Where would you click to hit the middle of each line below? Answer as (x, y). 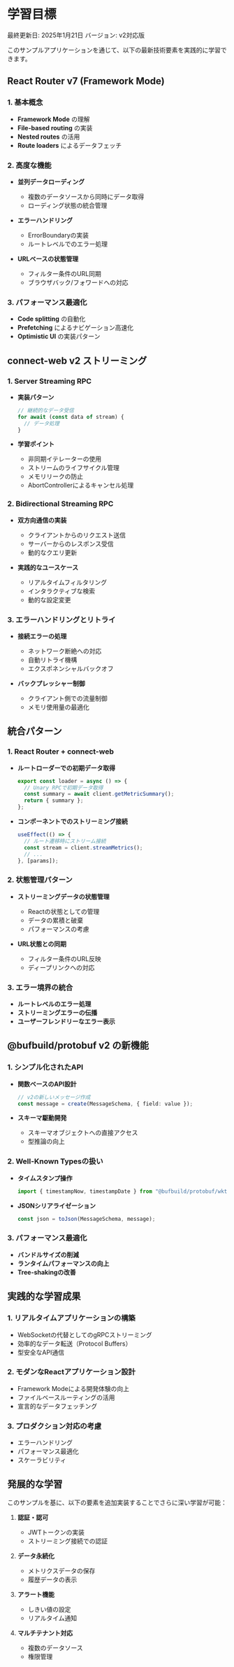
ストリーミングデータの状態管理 (63, 897)
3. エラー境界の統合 (40, 987)
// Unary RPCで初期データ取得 (64, 788)
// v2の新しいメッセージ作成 (54, 1097)
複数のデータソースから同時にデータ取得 (86, 196)
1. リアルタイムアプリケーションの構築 (72, 1318)
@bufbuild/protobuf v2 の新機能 (78, 1045)
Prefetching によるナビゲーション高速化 (75, 328)
